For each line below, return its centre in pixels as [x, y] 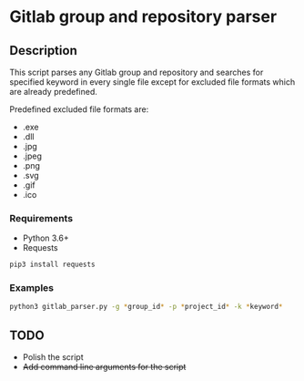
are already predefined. [54, 92]
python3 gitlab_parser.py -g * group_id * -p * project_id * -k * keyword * [146, 307]
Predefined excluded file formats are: [79, 109]
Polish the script [53, 357]
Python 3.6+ [46, 238]
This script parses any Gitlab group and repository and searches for [137, 72]
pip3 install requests [52, 265]
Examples [32, 288]
